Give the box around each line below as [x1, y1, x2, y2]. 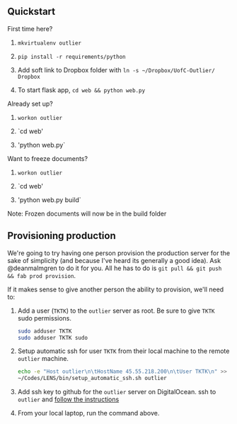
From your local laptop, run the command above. [17, 409, 160, 418]
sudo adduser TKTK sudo [17, 334, 88, 341]
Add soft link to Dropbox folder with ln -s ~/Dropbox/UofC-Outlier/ [17, 65, 216, 74]
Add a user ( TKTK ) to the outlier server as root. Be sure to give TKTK [17, 306, 215, 315]
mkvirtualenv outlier [17, 39, 81, 47]
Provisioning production [7, 230, 116, 242]
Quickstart [7, 6, 56, 18]
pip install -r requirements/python [17, 53, 126, 60]
